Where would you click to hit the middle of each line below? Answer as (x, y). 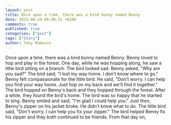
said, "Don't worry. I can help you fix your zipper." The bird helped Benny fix (85, 111)
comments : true (21, 24)
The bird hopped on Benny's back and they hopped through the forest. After (86, 90)
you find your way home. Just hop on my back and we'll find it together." (82, 84)
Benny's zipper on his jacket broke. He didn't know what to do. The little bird (86, 106)
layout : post (19, 10)
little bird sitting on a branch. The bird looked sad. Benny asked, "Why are (83, 68)
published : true (22, 29)
